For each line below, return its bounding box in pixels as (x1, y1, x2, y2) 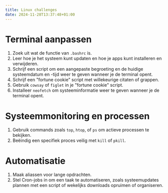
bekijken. (12, 132, 32, 138)
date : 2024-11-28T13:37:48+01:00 (5, 12, 75, 17)
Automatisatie (5, 155, 66, 166)
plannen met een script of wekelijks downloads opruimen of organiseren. (12, 182, 163, 188)
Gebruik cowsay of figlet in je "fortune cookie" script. (12, 82, 123, 88)
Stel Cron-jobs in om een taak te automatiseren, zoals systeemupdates (12, 177, 159, 183)
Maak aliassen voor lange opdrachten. (12, 171, 92, 178)
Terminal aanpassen (5, 34, 92, 45)
